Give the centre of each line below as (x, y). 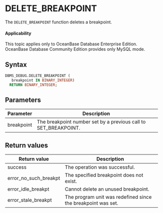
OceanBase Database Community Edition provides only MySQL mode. (75, 49)
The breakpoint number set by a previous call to (91, 122)
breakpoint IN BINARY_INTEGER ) (43, 80)
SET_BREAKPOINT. (58, 128)
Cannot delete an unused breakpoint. (107, 189)
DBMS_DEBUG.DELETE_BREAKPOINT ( (38, 76)
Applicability (18, 33)
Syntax (16, 65)
